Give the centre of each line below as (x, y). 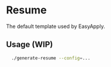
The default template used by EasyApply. (56, 26)
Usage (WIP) (30, 45)
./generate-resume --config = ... (51, 58)
